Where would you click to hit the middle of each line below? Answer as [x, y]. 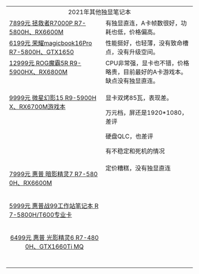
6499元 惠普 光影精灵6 [42, 238]
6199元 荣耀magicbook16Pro [51, 43]
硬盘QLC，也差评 [129, 136]
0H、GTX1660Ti [49, 246]
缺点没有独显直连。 [132, 81]
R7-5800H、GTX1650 [41, 52]
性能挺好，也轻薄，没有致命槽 [147, 43]
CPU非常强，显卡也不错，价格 [147, 63]
